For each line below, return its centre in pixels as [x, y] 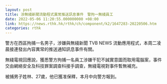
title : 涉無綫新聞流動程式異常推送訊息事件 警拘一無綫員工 [59, 14]
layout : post [19, 10]
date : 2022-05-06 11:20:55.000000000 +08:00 [52, 19]
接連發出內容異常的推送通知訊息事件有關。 [53, 49]
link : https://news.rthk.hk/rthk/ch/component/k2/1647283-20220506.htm [81, 24]
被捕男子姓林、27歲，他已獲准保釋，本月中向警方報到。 [62, 77]
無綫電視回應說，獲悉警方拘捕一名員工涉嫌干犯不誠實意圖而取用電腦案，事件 [83, 60]
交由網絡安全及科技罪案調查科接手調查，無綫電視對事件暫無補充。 [73, 66]
